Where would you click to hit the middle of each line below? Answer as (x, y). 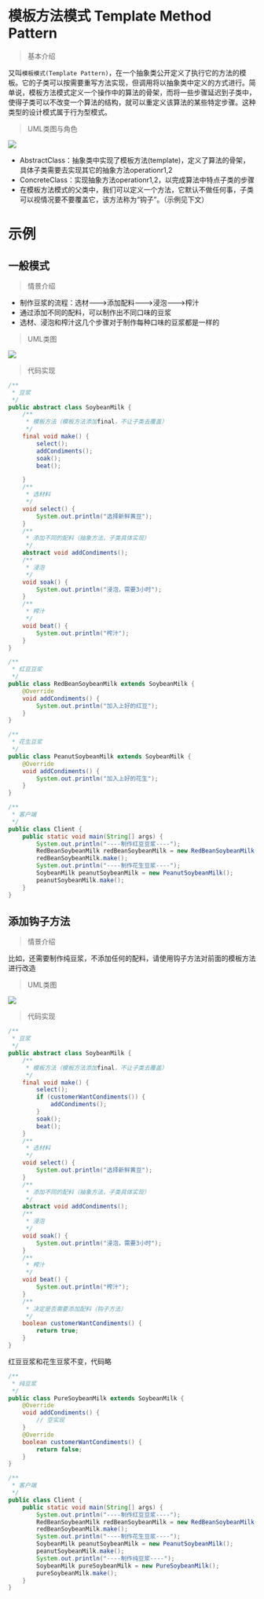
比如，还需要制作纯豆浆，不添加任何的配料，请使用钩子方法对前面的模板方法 (132, 959)
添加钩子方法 (39, 921)
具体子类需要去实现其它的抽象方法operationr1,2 (96, 170)
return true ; (58, 1331)
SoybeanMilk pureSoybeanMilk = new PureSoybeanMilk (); (128, 1566)
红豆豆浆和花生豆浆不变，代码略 (60, 1361)
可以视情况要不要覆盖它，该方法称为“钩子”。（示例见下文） (114, 199)
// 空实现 (51, 1420)
